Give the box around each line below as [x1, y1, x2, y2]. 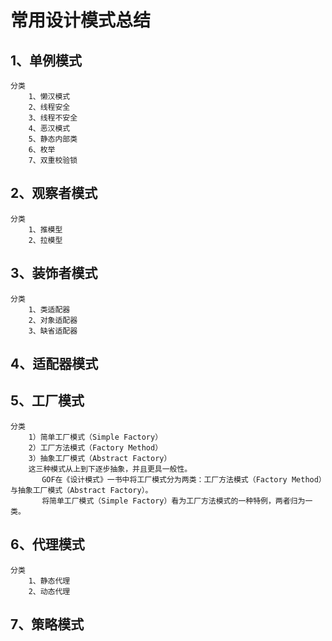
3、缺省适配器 [28, 326, 78, 336]
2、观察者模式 [10, 185, 98, 202]
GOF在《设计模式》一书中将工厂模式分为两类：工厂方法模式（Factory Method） [41, 474, 323, 485]
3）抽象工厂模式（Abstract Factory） [28, 453, 172, 463]
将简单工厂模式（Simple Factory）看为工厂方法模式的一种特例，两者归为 [41, 496, 306, 506]
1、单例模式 [10, 52, 83, 69]
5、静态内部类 [28, 134, 78, 144]
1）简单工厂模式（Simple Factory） [28, 432, 163, 442]
